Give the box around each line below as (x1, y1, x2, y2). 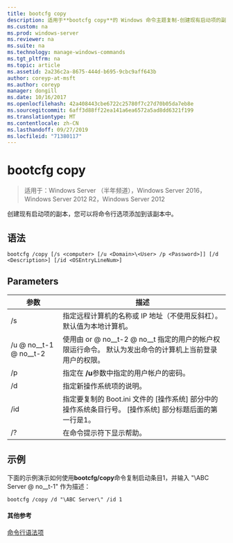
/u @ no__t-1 (10, 340, 54, 350)
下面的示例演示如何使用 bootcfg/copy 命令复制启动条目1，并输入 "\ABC (7, 473, 209, 482)
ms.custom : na (7, 23, 49, 30)
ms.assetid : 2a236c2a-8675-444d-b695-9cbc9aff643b (7, 68, 157, 75)
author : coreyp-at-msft (7, 74, 76, 82)
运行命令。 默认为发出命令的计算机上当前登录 (69, 345, 218, 354)
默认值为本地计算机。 (62, 321, 133, 331)
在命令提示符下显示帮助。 (62, 428, 147, 438)
